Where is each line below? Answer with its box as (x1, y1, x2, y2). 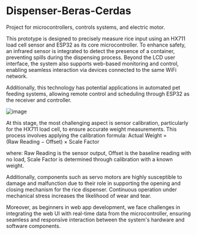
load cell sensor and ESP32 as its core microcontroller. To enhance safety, (6, 41, 186, 48)
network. (6, 72, 28, 80)
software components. (6, 222, 61, 229)
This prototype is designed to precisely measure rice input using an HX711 (6, 35, 186, 42)
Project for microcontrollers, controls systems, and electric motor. (6, 24, 166, 31)
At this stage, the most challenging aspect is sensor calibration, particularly (6, 119, 189, 126)
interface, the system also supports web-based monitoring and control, (6, 60, 179, 67)
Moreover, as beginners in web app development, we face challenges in (6, 203, 181, 210)
